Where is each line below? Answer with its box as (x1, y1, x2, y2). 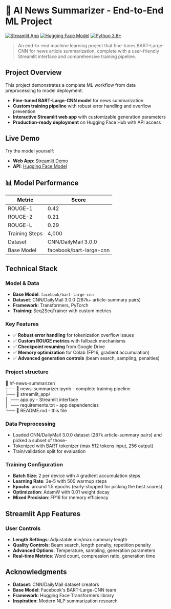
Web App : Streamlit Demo (12, 158, 68, 164)
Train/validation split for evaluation (12, 448, 86, 454)
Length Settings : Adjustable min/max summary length (12, 536, 127, 542)
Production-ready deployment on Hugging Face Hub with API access (12, 119, 161, 125)
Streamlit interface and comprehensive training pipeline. (17, 53, 137, 60)
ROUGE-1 (8, 205, 33, 212)
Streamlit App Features (5, 509, 81, 518)
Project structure (5, 368, 49, 375)
